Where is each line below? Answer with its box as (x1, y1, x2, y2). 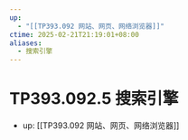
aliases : (9, 38, 42, 48)
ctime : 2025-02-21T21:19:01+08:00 (9, 30, 140, 39)
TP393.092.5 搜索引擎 (9, 89, 179, 109)
